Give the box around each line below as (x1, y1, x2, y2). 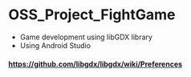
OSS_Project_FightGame (8, 6, 176, 24)
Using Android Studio (19, 40, 91, 50)
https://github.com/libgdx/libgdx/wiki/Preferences (8, 59, 183, 69)
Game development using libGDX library (19, 32, 152, 42)
